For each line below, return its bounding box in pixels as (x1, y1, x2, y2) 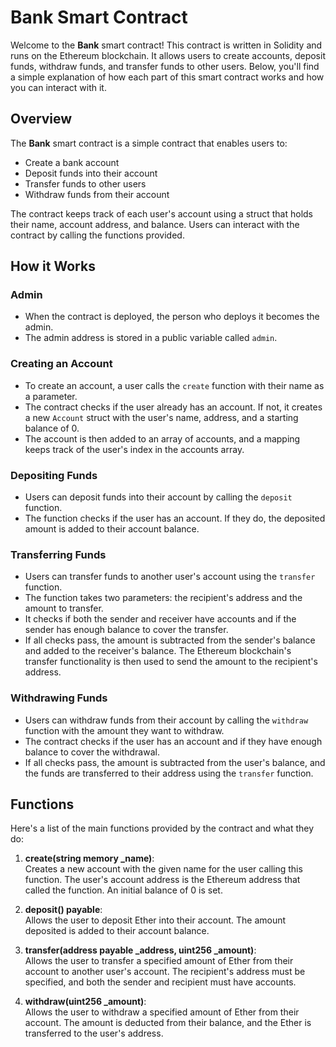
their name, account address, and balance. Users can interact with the (10, 218, 300, 230)
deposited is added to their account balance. (24, 925, 210, 937)
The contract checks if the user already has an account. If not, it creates (24, 401, 323, 413)
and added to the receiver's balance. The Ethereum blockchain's (24, 645, 292, 657)
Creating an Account (10, 357, 113, 371)
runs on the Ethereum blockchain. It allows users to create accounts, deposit (10, 49, 326, 61)
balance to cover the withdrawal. (24, 746, 160, 758)
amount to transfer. (24, 602, 104, 615)
